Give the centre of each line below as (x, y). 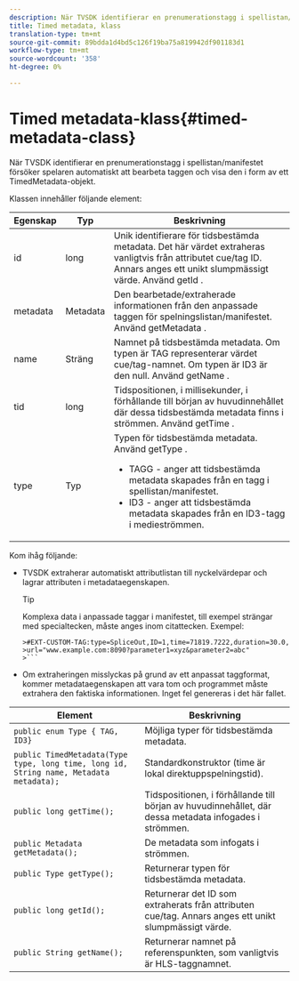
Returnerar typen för (187, 868)
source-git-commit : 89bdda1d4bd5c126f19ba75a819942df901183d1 (127, 42)
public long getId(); (59, 910)
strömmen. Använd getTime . (174, 423)
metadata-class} (73, 138)
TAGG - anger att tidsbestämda (194, 469)
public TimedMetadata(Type (71, 754)
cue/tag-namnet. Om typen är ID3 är (191, 364)
